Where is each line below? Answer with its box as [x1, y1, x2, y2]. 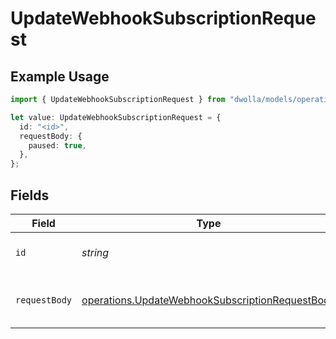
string [81, 245, 110, 259]
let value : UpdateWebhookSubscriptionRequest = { [10, 112, 222, 122]
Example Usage [10, 68, 110, 85]
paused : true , [28, 140, 87, 151]
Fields [10, 187, 50, 204]
